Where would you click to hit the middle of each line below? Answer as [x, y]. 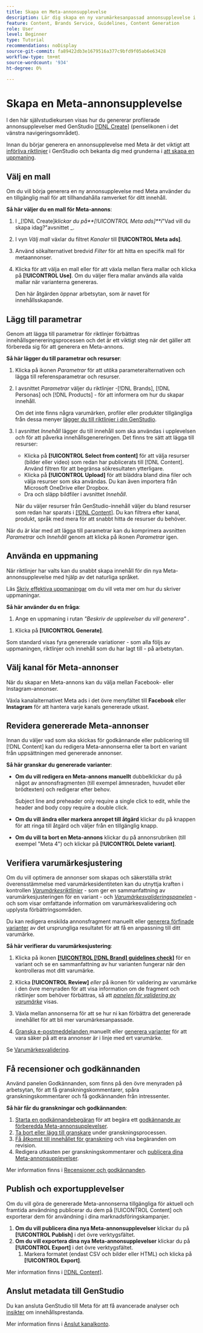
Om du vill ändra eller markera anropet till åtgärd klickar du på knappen [105, 819]
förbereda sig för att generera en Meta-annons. [65, 346]
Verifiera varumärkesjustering [64, 863]
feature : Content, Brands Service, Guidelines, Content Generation [93, 23]
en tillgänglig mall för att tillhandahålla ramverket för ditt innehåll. [87, 198]
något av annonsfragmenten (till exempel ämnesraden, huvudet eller [100, 783]
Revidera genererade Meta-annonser [78, 726]
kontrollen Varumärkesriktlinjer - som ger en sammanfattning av [86, 890]
